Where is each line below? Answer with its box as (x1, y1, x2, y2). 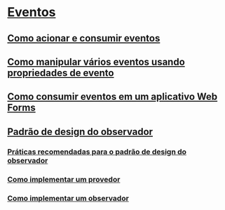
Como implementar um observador (7, 193, 130, 203)
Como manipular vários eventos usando (7, 55, 186, 67)
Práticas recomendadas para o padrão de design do (7, 147, 187, 157)
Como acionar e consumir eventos (7, 32, 161, 44)
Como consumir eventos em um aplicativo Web (7, 91, 218, 103)
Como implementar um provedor (7, 174, 121, 184)
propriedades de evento (7, 67, 114, 79)
